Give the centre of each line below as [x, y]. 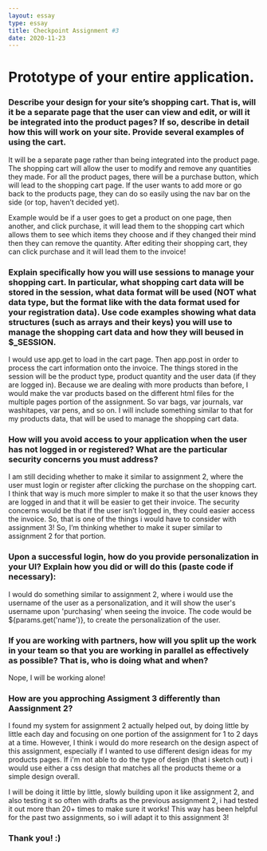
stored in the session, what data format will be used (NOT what [132, 292]
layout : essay [32, 16]
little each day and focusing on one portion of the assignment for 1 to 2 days [133, 734]
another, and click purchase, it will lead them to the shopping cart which [126, 226]
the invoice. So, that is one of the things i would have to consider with [122, 519]
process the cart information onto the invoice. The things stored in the [123, 368]
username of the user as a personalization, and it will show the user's [122, 603]
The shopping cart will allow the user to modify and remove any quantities [130, 168]
